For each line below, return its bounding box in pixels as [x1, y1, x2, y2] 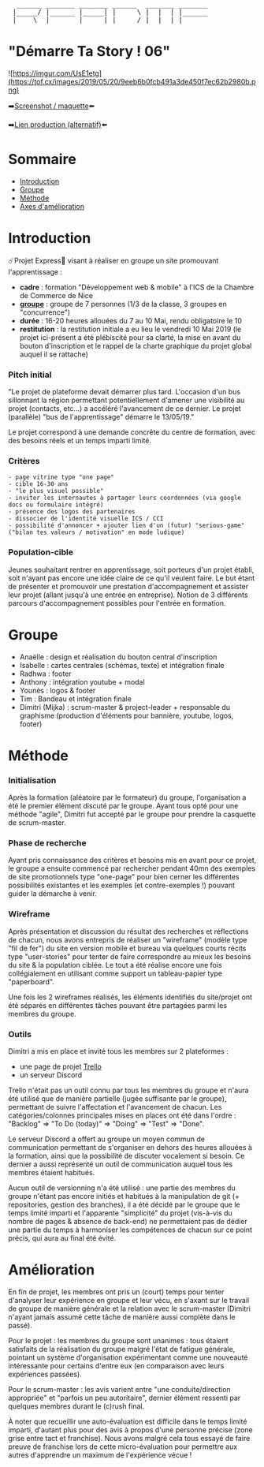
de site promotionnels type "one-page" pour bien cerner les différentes [8, 872, 240, 882]
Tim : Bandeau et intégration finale [19, 694, 132, 704]
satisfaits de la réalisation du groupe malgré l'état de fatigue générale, [8, 1344, 236, 1353]
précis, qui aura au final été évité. [8, 1234, 117, 1243]
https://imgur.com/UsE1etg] [13, 68, 102, 78]
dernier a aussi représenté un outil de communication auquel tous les [8, 1159, 233, 1169]
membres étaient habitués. [8, 1168, 95, 1178]
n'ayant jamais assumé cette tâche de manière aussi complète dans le [8, 1312, 236, 1321]
